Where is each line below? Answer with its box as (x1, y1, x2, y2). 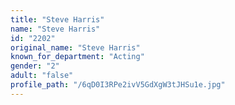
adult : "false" (10, 71, 74, 81)
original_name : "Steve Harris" (10, 42, 141, 53)
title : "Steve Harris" (10, 14, 105, 25)
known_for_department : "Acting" (10, 52, 145, 62)
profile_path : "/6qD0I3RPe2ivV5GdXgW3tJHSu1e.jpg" (10, 80, 226, 90)
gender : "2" (10, 61, 60, 71)
